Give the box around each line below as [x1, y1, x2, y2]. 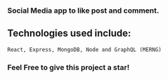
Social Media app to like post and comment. [7, 6, 160, 16]
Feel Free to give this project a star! [7, 62, 130, 72]
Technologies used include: [7, 28, 131, 39]
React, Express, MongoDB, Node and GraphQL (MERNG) [7, 46, 162, 53]
